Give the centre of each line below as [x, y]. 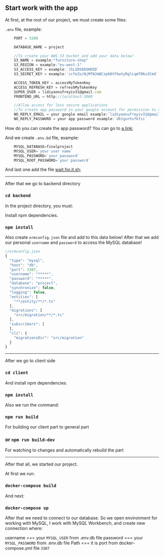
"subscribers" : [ [27, 324]
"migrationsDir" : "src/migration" [49, 338]
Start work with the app [41, 8]
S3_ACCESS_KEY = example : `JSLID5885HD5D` [56, 70]
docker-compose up [27, 508]
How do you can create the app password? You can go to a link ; [69, 128]
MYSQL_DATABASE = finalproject [43, 147]
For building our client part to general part [47, 427]
